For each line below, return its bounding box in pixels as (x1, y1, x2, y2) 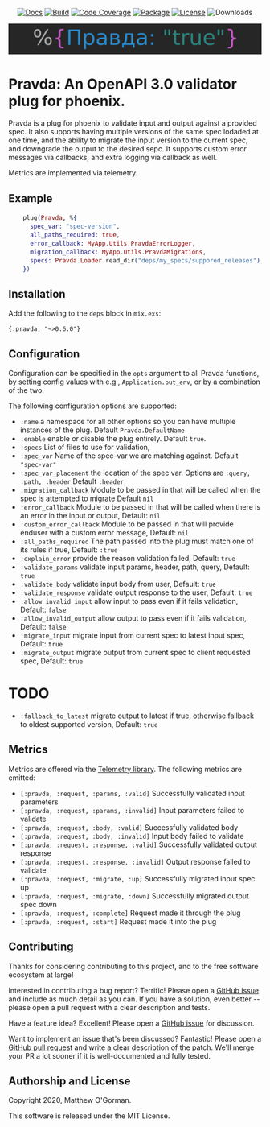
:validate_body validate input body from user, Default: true (19, 580, 216, 589)
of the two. (8, 386, 44, 395)
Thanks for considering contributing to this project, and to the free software (8, 961, 259, 971)
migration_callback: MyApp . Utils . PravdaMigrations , (29, 248, 207, 256)
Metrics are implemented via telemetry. (8, 168, 138, 178)
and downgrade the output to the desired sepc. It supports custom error (8, 144, 247, 154)
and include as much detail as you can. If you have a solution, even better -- (8, 994, 260, 1004)
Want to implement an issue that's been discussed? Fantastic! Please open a (8, 1034, 262, 1043)
